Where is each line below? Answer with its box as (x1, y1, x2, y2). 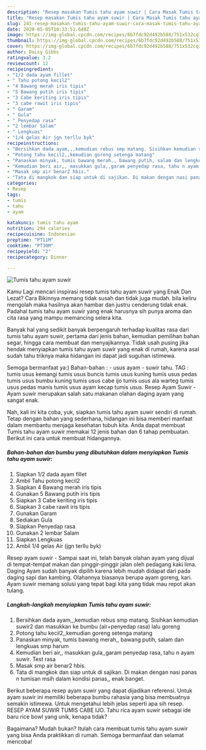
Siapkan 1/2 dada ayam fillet (15, 471, 87, 478)
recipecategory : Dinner (7, 254, 68, 260)
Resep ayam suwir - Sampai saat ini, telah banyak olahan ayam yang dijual (7, 554, 194, 562)
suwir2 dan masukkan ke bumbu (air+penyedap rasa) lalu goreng (15, 623, 180, 630)
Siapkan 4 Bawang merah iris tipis (15, 484, 102, 491)
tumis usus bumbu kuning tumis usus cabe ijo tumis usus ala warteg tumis (7, 377, 194, 384)
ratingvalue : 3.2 (7, 55, 51, 61)
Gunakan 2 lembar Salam (15, 529, 79, 537)
